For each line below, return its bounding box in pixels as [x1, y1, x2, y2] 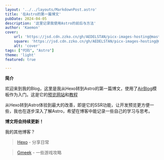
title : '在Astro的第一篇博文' [5, 12, 61, 17]
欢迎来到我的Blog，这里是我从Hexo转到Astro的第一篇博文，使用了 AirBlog [5, 86, 153, 92]
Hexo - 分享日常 [17, 140, 50, 145]
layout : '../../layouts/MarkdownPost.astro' [5, 7, 97, 12]
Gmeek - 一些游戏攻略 [17, 150, 62, 156]
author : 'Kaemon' [5, 25, 41, 30]
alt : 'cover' [14, 43, 41, 48]
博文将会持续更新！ [5, 119, 44, 124]
